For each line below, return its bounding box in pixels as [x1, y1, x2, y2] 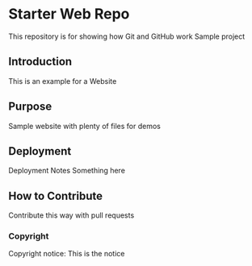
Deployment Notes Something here [8, 166, 125, 176]
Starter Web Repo [8, 5, 130, 23]
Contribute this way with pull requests [8, 210, 135, 220]
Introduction [8, 55, 73, 69]
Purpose [8, 100, 52, 114]
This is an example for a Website [8, 76, 117, 85]
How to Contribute [8, 189, 103, 202]
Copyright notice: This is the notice [8, 249, 125, 259]
